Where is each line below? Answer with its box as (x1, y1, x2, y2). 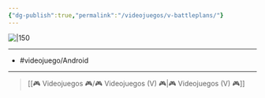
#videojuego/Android (19, 56, 89, 65)
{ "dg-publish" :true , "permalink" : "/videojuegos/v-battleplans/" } (8, 11, 224, 20)
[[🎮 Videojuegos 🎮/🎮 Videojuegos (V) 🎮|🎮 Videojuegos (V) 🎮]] (27, 78, 245, 88)
